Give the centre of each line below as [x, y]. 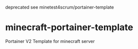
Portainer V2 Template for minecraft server [50, 41]
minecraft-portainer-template [69, 27]
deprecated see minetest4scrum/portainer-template [60, 7]
